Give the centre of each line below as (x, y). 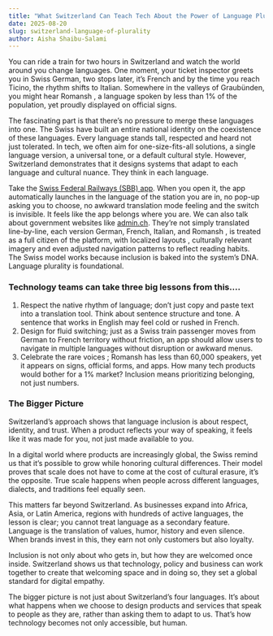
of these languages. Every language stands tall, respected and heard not (130, 138)
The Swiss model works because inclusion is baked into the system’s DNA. (134, 258)
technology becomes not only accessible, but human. (98, 622)
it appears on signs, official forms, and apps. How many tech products (138, 365)
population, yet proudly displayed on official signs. (93, 105)
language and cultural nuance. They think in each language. (108, 172)
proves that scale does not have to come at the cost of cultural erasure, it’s (134, 472)
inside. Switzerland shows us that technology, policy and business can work (136, 564)
